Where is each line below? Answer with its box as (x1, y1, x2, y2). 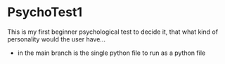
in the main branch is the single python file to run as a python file (17, 49, 206, 57)
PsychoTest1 (7, 4, 83, 20)
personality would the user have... (7, 34, 105, 43)
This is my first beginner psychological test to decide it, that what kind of (7, 27, 219, 36)
